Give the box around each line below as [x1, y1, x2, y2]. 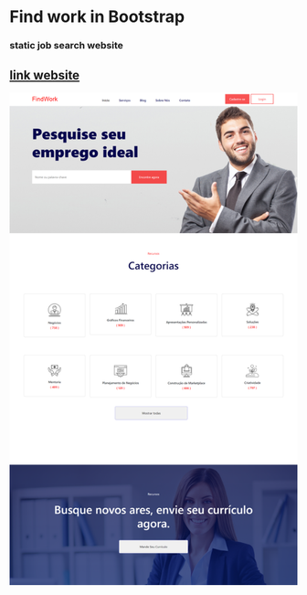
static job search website [9, 39, 123, 52]
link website [9, 67, 80, 83]
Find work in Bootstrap [9, 6, 185, 27]
